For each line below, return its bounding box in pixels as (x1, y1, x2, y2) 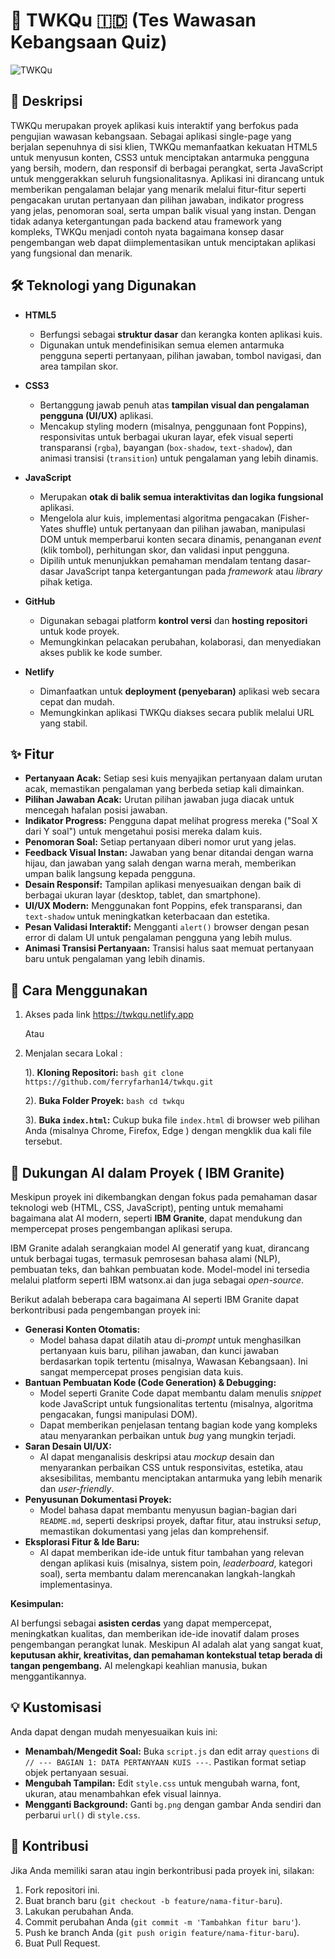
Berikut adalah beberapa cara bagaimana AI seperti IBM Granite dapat (10, 1294, 300, 1305)
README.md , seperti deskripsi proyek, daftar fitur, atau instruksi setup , (39, 1515, 322, 1526)
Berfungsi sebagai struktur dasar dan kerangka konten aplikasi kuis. (39, 328, 323, 340)
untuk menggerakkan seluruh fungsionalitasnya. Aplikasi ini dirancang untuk (10, 172, 325, 184)
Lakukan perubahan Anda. (24, 1905, 134, 1917)
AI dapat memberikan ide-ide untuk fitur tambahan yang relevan (39, 1547, 305, 1558)
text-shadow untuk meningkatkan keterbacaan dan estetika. (24, 910, 270, 923)
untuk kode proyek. (39, 625, 120, 637)
